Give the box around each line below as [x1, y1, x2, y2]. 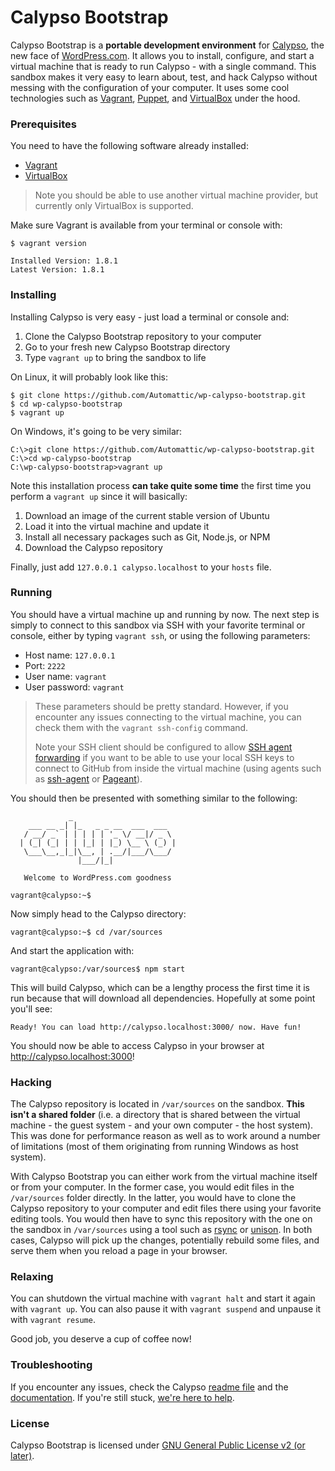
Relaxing [10, 1270, 54, 1284]
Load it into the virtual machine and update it [24, 520, 210, 532]
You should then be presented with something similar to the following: [10, 792, 298, 804]
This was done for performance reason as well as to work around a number [10, 1130, 321, 1142]
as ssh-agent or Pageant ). [34, 772, 143, 785]
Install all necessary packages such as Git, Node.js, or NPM [24, 531, 271, 543]
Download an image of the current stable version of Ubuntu [24, 509, 270, 521]
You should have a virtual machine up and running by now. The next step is [10, 608, 320, 620]
